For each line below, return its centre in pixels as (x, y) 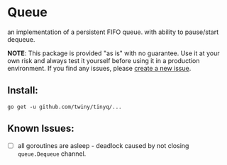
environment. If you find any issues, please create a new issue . (99, 68)
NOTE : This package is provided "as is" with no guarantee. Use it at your (113, 53)
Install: (23, 90)
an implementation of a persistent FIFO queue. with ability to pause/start (113, 32)
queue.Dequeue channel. (52, 154)
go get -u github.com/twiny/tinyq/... (65, 107)
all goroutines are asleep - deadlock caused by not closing (103, 145)
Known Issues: (41, 129)
